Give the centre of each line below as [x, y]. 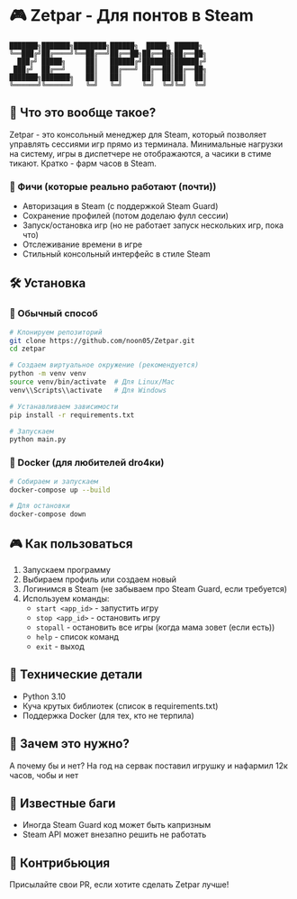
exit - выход [60, 646]
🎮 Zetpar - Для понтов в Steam [131, 16]
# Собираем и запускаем [54, 481]
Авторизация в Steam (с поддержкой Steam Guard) [120, 206]
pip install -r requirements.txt [72, 415]
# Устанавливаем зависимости [64, 406]
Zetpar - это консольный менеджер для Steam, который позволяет [138, 134]
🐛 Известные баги [63, 803]
